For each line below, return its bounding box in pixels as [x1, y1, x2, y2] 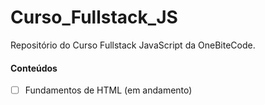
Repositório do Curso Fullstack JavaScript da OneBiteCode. [10, 39, 256, 51]
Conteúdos [10, 62, 58, 74]
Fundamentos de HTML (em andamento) [24, 84, 193, 96]
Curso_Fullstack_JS [10, 6, 178, 29]
